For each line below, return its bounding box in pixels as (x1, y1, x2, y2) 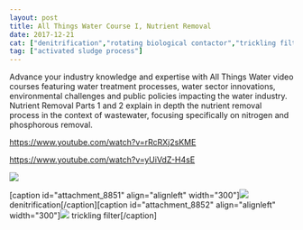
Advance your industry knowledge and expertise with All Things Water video (9, 71, 294, 82)
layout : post (9, 13, 59, 23)
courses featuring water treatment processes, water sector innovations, (9, 81, 276, 92)
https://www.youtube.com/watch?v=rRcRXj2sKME (9, 137, 197, 148)
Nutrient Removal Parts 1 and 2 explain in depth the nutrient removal (9, 100, 262, 111)
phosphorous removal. (9, 119, 93, 131)
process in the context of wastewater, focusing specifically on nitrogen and (9, 110, 289, 121)
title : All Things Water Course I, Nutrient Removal (9, 22, 212, 31)
